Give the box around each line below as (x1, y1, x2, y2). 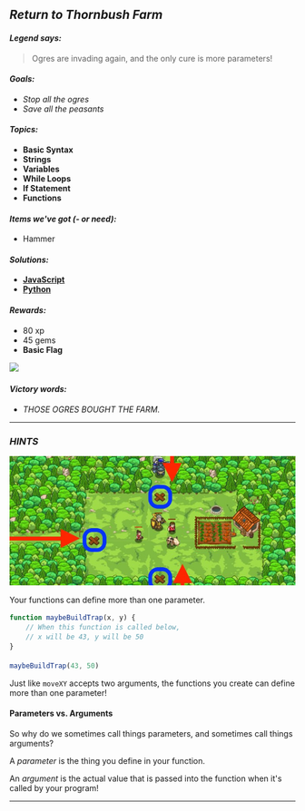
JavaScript (22, 274, 65, 285)
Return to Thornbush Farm (9, 7, 163, 23)
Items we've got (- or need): (9, 213, 117, 224)
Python (22, 284, 52, 295)
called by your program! (9, 782, 100, 793)
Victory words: (9, 384, 67, 395)
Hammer (22, 233, 56, 244)
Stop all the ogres (22, 93, 89, 104)
